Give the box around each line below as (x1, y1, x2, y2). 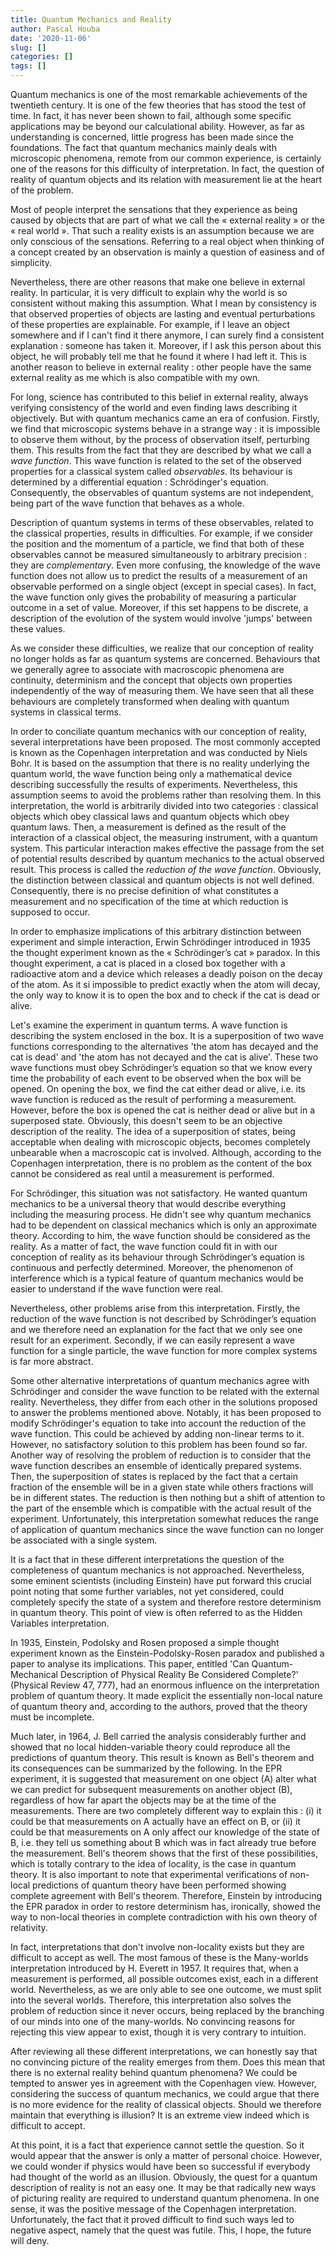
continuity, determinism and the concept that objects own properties (10, 674, 293, 686)
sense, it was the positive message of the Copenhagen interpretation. (10, 2203, 297, 2215)
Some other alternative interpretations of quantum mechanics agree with (10, 1375, 310, 1386)
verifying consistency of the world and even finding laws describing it (10, 402, 298, 413)
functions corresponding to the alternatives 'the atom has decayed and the (10, 1041, 319, 1052)
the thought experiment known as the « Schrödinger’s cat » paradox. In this (10, 947, 321, 958)
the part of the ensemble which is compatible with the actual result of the (10, 1502, 312, 1514)
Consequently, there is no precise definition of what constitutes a (10, 885, 279, 896)
